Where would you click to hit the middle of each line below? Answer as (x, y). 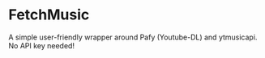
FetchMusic (49, 15)
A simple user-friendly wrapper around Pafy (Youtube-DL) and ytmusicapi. (133, 37)
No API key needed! (42, 45)
